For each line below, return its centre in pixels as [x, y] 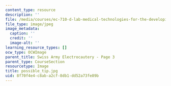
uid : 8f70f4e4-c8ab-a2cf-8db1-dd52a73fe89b [52, 76]
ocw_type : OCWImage [26, 52]
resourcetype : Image [27, 66]
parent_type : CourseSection [35, 62]
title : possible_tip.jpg [32, 71]
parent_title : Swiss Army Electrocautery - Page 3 [60, 57]
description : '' [22, 15]
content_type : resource [31, 10]
